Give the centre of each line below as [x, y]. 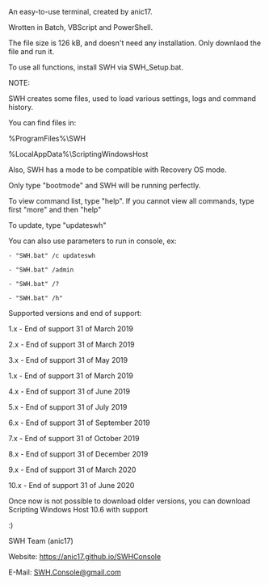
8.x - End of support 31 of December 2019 [78, 454]
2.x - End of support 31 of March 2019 [71, 344]
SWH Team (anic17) [41, 541]
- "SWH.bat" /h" [36, 298]
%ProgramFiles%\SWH [47, 138]
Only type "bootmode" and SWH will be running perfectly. [105, 185]
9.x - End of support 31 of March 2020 [72, 469]
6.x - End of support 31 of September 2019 [80, 423]
